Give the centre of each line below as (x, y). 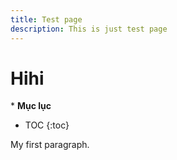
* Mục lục (31, 106)
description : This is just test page (89, 29)
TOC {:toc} (47, 125)
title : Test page (46, 19)
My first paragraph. (50, 145)
